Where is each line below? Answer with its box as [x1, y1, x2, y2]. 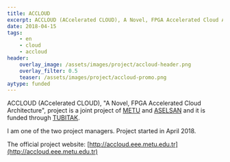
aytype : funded [7, 80, 51, 87]
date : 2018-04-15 [7, 23, 57, 30]
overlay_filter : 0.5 [19, 67, 78, 74]
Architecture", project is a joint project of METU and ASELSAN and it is [7, 106, 205, 115]
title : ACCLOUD [7, 10, 51, 17]
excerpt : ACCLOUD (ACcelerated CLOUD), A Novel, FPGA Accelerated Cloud [7, 16, 219, 23]
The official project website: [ [7, 140, 90, 148]
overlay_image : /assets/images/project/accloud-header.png [19, 61, 192, 68]
